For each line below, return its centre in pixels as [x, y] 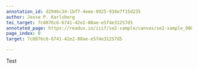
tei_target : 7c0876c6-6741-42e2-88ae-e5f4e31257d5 [70, 22]
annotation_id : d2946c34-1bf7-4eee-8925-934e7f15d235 [74, 11]
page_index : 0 [24, 34]
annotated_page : [26, 28]
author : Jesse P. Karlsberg [41, 17]
